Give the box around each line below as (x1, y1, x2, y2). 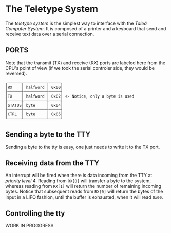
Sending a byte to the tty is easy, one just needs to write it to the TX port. (5, 144, 160, 150)
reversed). (5, 70, 27, 76)
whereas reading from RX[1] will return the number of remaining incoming (5, 183, 162, 189)
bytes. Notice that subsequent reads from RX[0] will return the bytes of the (5, 188, 163, 195)
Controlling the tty (5, 209, 65, 218)
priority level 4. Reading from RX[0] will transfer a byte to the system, (5, 178, 151, 184)
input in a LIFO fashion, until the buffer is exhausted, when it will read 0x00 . (5, 194, 163, 200)
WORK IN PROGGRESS (5, 223, 54, 229)
